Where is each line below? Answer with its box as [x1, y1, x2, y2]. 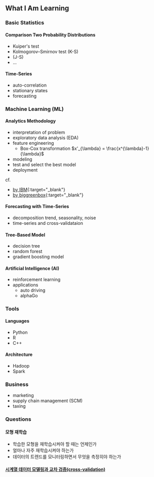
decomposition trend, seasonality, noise [12, 215, 96, 221]
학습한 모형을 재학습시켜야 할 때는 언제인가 [12, 441, 97, 447]
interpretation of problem [12, 129, 65, 135]
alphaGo [20, 293, 38, 299]
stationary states [12, 87, 48, 93]
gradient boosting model [12, 254, 64, 260]
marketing [12, 392, 34, 399]
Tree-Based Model [5, 231, 46, 237]
